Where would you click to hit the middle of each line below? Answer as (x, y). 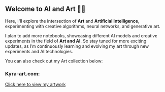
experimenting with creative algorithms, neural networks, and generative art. (83, 26)
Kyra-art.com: (23, 73)
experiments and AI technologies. (39, 51)
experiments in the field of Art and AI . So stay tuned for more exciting (76, 41)
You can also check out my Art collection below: (54, 61)
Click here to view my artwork (35, 85)
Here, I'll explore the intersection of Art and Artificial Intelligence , (72, 21)
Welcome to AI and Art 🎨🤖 (46, 9)
